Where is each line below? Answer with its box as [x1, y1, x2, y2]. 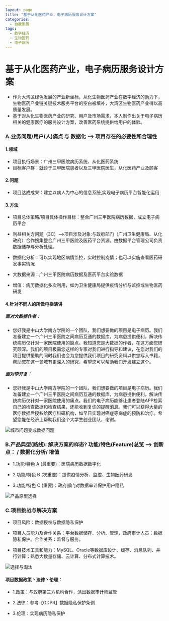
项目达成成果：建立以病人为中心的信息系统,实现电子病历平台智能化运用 [12, 190, 159, 196]
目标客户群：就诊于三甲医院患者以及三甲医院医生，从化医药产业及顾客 [12, 164, 158, 171]
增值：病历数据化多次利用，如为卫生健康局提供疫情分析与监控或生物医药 [12, 282, 162, 288]
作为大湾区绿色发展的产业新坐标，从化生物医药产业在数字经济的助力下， [12, 94, 162, 100]
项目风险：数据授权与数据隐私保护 [12, 519, 83, 525]
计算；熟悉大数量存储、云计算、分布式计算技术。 [17, 553, 119, 559]
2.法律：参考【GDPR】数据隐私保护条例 [12, 599, 95, 605]
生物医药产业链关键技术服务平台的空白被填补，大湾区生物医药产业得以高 [12, 100, 162, 106]
